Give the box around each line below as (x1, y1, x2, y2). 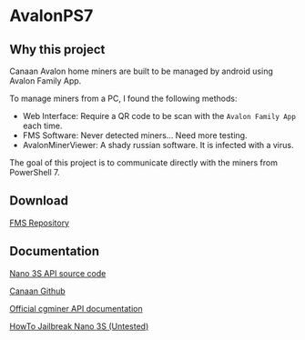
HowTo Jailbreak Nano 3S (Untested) (9, 320, 149, 332)
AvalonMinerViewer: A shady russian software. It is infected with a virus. (22, 140, 294, 150)
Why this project (9, 42, 106, 57)
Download (9, 193, 68, 209)
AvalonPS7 (9, 5, 94, 26)
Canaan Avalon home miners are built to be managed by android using (9, 65, 273, 76)
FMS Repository (9, 217, 70, 228)
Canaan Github (9, 285, 66, 296)
